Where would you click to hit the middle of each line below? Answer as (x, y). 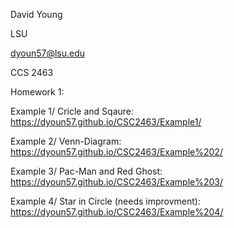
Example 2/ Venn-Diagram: (66, 141)
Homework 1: (37, 92)
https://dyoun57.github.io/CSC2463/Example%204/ (117, 212)
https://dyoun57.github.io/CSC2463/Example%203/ (117, 182)
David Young (36, 14)
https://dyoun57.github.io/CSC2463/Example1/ (106, 122)
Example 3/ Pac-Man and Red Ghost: (86, 171)
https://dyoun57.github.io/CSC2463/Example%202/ (116, 152)
